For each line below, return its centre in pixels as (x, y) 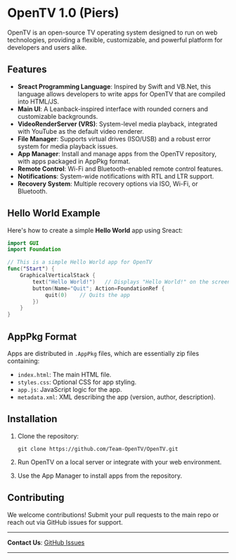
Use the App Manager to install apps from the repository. (100, 476)
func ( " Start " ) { (31, 269)
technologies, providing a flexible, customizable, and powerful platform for (115, 39)
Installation (32, 419)
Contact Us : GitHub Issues (46, 542)
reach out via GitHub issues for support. (65, 522)
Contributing (36, 498)
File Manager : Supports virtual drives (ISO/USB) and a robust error (114, 139)
